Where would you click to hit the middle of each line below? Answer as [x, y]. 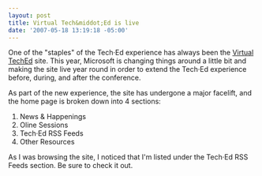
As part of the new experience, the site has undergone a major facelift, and [130, 93]
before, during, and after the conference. [75, 78]
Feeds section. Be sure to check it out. [71, 166]
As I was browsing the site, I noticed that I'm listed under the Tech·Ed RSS [128, 157]
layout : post [30, 15]
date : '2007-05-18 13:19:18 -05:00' [68, 30]
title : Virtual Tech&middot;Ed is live [74, 23]
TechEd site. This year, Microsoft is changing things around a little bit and [127, 61]
